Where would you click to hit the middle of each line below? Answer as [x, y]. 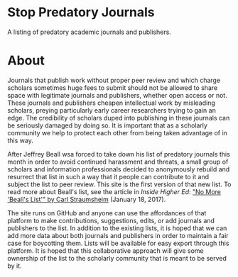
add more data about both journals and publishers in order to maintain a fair [118, 235]
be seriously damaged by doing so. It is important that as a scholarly [108, 125]
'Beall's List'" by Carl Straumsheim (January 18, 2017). [87, 199]
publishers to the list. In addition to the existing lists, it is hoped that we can [117, 228]
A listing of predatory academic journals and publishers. [90, 32]
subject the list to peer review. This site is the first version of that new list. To [119, 184]
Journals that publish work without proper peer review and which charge [114, 80]
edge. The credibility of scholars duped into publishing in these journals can [119, 118]
